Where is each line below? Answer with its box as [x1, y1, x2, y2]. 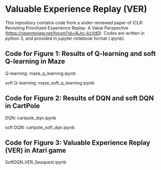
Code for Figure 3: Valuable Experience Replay [5, 139, 151, 147]
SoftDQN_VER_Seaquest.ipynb [5, 159, 67, 165]
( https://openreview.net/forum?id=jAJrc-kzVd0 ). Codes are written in [5, 30, 145, 36]
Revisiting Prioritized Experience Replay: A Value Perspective [5, 25, 129, 30]
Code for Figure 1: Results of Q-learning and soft [5, 50, 156, 58]
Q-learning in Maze [5, 57, 65, 66]
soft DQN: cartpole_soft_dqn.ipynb [5, 124, 75, 130]
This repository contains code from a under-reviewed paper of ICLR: [5, 20, 144, 26]
